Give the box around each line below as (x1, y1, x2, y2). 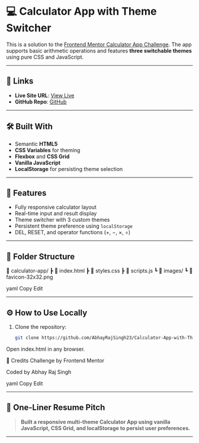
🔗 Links (6, 76, 34, 86)
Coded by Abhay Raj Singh (6, 368, 72, 376)
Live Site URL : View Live (14, 92, 75, 99)
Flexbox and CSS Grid (14, 153, 70, 160)
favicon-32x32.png (6, 273, 53, 281)
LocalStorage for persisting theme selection (14, 165, 123, 172)
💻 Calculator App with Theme (6, 5, 157, 18)
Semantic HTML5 (14, 140, 58, 147)
